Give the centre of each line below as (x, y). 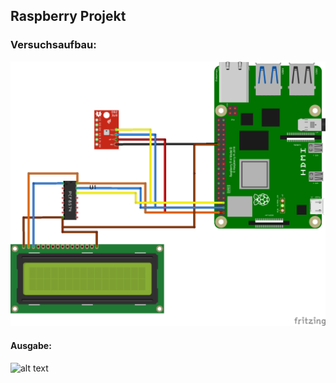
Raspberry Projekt (68, 16)
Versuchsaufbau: (53, 45)
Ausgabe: (31, 345)
